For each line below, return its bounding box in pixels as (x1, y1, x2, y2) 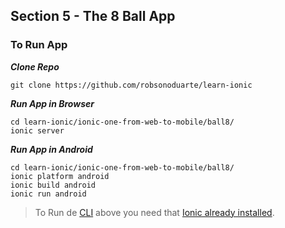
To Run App (10, 38, 68, 52)
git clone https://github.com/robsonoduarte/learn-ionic (10, 80, 253, 90)
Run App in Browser (10, 97, 95, 109)
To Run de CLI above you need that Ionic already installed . (34, 206, 275, 218)
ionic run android (10, 189, 87, 199)
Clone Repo (10, 60, 60, 73)
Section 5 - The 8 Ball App (10, 8, 176, 25)
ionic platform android (10, 171, 110, 181)
